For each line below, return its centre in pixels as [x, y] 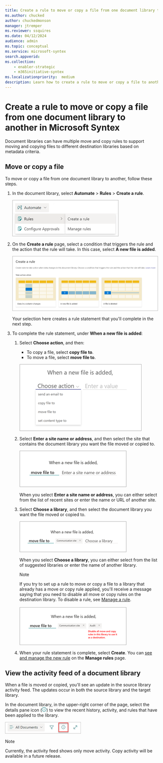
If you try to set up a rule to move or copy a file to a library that [82, 584]
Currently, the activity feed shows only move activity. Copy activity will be [79, 751]
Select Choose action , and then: [52, 343]
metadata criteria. [23, 152]
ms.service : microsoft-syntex [36, 51]
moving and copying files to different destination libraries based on [72, 146]
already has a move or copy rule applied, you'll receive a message [85, 589]
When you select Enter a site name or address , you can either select [88, 495]
